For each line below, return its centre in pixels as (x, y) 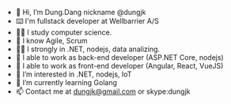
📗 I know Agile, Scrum (52, 41)
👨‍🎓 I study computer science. (64, 32)
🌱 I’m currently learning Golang (66, 82)
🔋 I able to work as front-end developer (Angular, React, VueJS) (119, 66)
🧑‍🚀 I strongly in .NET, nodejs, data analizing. (88, 49)
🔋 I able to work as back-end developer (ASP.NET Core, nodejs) (119, 58)
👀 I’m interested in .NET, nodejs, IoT (74, 74)
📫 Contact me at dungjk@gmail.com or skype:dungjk (103, 91)
